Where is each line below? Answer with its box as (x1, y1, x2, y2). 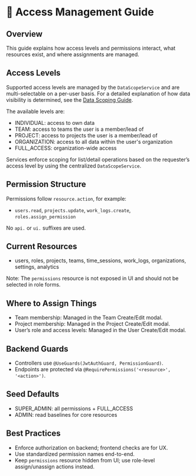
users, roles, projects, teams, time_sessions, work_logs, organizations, (14, 257, 187, 264)
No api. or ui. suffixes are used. (6, 224, 86, 231)
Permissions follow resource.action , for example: (6, 195, 127, 202)
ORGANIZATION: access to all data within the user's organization (14, 138, 173, 145)
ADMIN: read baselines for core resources (14, 411, 117, 418)
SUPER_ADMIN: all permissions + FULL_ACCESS (14, 405, 133, 412)
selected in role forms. (6, 281, 61, 288)
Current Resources (6, 242, 78, 252)
